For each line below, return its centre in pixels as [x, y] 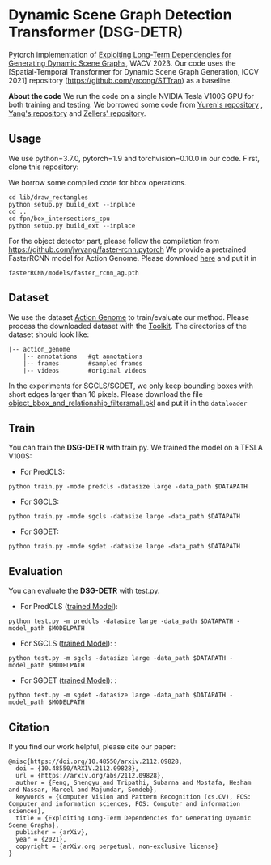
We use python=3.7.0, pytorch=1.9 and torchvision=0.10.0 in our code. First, [134, 158]
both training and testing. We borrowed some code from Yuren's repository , [135, 104]
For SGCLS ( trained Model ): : [68, 643]
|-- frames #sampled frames [83, 363]
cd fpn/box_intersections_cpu [59, 219]
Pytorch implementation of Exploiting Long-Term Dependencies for [120, 54]
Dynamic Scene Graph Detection [120, 15]
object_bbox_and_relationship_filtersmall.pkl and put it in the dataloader [128, 403]
